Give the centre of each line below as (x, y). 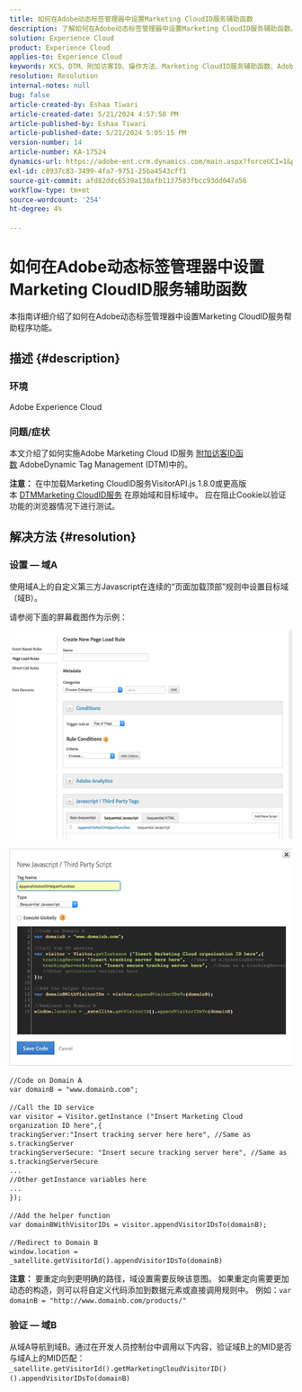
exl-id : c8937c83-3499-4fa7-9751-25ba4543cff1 (98, 171)
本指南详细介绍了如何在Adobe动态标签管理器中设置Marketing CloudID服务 (147, 316)
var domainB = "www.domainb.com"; (74, 1090)
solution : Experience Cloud (62, 38)
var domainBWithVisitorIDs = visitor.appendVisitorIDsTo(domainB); (138, 1225)
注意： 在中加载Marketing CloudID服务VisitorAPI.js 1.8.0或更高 (124, 483)
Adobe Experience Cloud (56, 406)
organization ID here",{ (56, 1126)
